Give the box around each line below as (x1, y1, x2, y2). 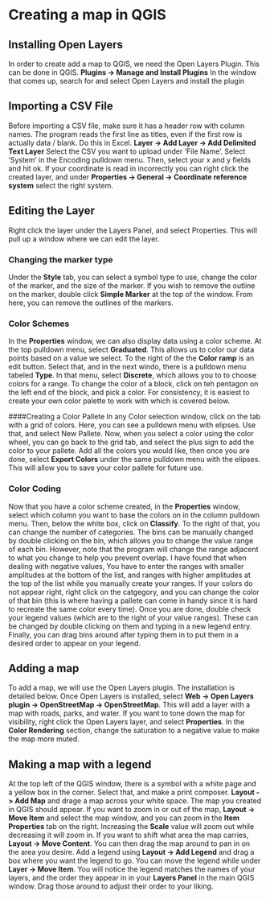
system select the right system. (8, 180, 114, 190)
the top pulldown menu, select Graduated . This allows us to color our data (8, 344, 255, 355)
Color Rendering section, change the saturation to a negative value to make (8, 726, 260, 736)
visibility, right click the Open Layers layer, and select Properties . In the (8, 717, 245, 727)
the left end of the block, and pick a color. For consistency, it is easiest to (8, 388, 251, 398)
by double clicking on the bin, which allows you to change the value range (8, 535, 254, 545)
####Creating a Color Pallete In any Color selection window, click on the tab (8, 412, 261, 422)
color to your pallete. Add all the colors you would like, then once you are (8, 446, 251, 456)
